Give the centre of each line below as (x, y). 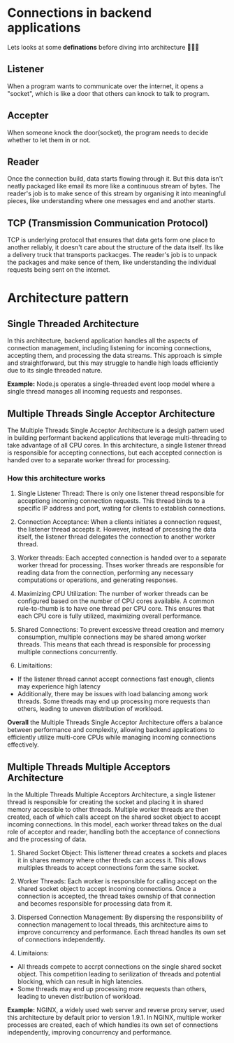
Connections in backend (80, 13)
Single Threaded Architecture (73, 324)
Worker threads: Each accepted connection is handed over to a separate (122, 558)
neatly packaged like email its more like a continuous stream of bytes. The (114, 186)
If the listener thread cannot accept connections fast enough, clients (116, 679)
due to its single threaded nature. (55, 371)
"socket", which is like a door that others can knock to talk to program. (108, 93)
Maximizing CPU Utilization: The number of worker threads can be (113, 594)
